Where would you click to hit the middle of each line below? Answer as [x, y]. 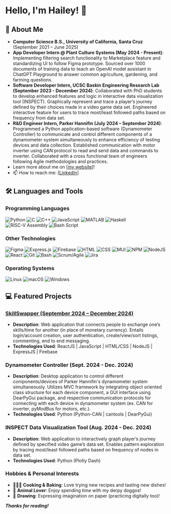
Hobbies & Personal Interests [42, 474]
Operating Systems [30, 268]
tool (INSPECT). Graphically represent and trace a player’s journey [82, 101]
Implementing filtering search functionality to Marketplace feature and [87, 58]
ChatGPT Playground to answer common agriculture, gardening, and [85, 74]
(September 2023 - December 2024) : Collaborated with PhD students [87, 91]
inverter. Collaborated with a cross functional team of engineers [80, 156]
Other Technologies [30, 238]
